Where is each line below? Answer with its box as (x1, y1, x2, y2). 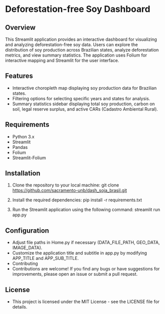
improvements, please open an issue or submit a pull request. (12, 271, 138, 277)
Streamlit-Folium (12, 155, 46, 161)
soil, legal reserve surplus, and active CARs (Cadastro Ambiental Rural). (12, 106, 158, 112)
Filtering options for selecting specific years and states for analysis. (12, 95, 151, 101)
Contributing (12, 260, 38, 266)
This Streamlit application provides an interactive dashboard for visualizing (5, 36, 157, 42)
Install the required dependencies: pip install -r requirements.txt (12, 197, 142, 203)
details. (12, 304, 28, 310)
